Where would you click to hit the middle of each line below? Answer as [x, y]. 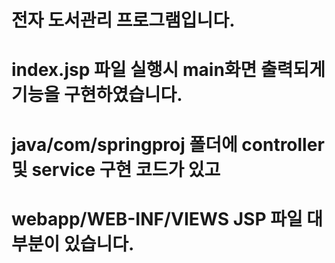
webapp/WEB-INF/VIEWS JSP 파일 [157, 218]
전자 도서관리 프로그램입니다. [123, 20]
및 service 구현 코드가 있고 [116, 169]
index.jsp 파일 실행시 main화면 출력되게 [168, 70]
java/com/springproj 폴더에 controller [168, 144]
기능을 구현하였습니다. [97, 95]
